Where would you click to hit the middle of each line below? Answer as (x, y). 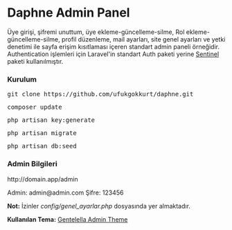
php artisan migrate (42, 133)
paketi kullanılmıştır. (35, 61)
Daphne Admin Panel (69, 13)
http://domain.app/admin (43, 179)
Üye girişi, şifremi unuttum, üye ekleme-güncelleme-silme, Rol (96, 32)
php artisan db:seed (42, 146)
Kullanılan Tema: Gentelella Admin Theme (68, 219)
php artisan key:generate (51, 120)
